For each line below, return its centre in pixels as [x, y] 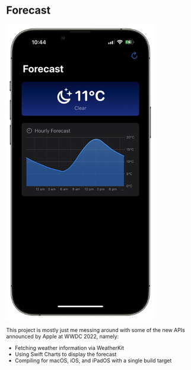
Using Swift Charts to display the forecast [66, 354]
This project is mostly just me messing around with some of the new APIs [95, 330]
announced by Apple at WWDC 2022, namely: [63, 336]
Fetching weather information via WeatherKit [69, 347]
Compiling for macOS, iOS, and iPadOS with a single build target [93, 360]
